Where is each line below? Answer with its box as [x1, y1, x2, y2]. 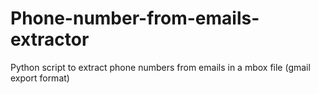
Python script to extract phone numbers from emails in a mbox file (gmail [10, 61, 311, 73]
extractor [10, 28, 90, 51]
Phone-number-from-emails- [10, 7, 260, 30]
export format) [10, 72, 70, 84]
